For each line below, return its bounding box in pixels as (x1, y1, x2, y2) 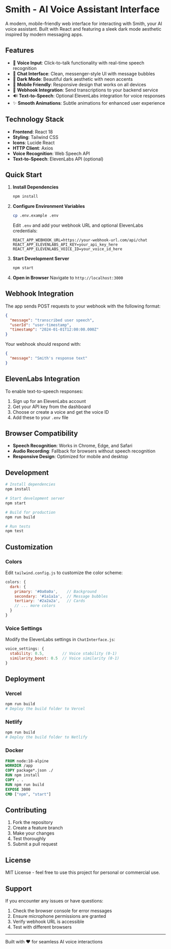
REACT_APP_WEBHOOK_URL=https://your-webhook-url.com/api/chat (12, 238, 148, 243)
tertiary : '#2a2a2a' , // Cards (14, 599, 85, 604)
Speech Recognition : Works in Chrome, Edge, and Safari (12, 443, 133, 449)
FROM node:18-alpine (5, 758, 49, 764)
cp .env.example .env (12, 213, 59, 218)
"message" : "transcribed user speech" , (10, 318, 95, 323)
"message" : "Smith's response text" (10, 356, 88, 361)
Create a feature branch (12, 825, 63, 831)
